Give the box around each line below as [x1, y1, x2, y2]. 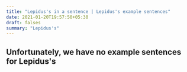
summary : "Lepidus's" [6, 25, 60, 31]
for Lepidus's [6, 56, 56, 66]
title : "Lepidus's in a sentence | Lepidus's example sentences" [6, 8, 170, 15]
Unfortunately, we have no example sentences [6, 47, 182, 57]
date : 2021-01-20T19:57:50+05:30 [6, 14, 89, 20]
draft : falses [6, 19, 41, 25]
